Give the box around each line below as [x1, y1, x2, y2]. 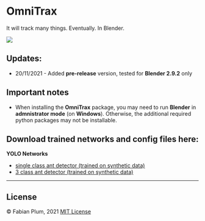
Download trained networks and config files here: [6, 134, 199, 144]
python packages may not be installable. [15, 116, 117, 124]
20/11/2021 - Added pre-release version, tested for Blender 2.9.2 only [15, 69, 193, 77]
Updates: [6, 54, 42, 64]
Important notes [6, 87, 69, 98]
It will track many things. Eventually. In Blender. [6, 24, 125, 32]
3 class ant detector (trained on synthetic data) [15, 169, 134, 176]
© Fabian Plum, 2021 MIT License [6, 208, 92, 216]
